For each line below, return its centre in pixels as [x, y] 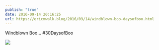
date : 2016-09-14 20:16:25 [33, 14]
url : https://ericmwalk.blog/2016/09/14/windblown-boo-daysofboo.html [80, 19]
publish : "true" [22, 10]
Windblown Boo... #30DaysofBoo [39, 33]
